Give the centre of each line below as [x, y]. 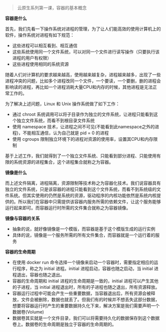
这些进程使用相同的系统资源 [41, 64]
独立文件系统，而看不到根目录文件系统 [56, 120]
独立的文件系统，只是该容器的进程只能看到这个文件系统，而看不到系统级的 [81, 189]
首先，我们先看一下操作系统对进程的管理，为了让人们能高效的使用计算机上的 [83, 29]
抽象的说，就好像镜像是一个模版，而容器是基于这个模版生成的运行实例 [84, 229]
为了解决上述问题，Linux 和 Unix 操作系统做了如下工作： [62, 104]
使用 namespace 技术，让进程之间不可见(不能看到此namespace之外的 [83, 127]
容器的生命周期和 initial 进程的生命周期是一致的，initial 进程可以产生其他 [85, 281]
